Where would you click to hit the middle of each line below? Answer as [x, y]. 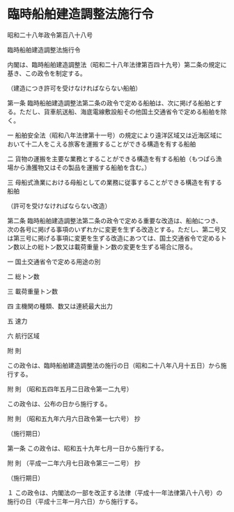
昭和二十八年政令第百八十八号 [50, 35]
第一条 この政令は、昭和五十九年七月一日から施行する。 [87, 448]
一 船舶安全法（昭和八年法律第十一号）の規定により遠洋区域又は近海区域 [112, 135]
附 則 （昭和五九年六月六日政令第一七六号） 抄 [74, 419]
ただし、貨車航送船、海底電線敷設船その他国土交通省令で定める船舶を [120, 112]
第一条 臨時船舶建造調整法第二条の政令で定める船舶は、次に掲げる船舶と [112, 103]
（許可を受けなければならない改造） [59, 206]
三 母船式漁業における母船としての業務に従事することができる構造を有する [115, 182]
